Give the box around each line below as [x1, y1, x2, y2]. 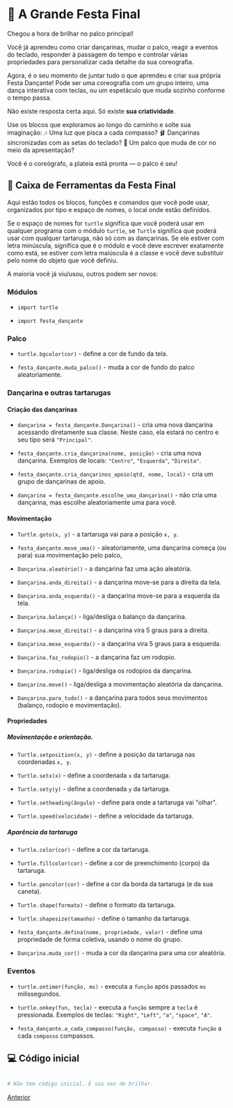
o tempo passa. [7, 93, 52, 102]
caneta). [17, 888, 42, 896]
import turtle [17, 304, 58, 311]
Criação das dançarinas [7, 405, 78, 414]
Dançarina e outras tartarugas [7, 388, 111, 398]
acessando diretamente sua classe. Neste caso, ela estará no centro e [17, 428, 219, 437]
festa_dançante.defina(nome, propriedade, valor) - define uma [17, 928, 203, 936]
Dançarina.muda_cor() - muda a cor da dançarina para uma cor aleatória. [17, 949, 226, 957]
